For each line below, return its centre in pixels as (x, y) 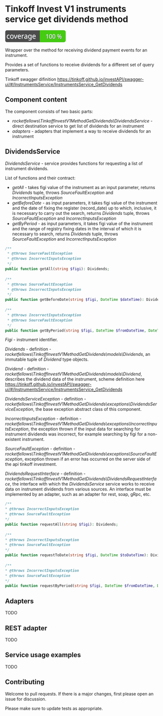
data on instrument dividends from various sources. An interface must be (78, 489)
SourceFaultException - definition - (40, 449)
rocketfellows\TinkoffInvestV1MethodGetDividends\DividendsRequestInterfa (81, 479)
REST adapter (26, 628)
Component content (36, 100)
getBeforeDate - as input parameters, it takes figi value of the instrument (85, 203)
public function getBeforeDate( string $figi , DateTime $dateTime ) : (75, 300)
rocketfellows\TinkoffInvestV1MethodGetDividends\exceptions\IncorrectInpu (81, 424)
